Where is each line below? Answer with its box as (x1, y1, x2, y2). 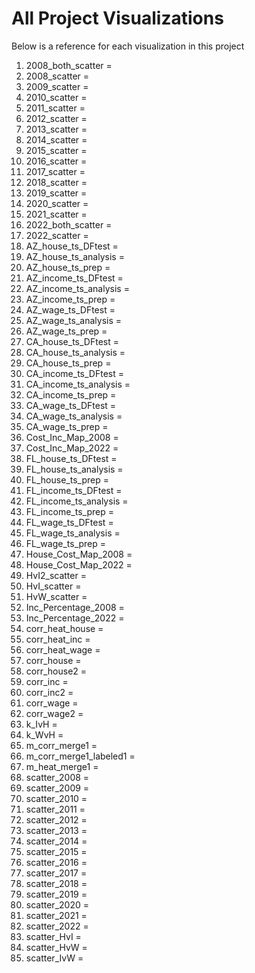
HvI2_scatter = (25, 569, 87, 581)
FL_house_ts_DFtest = (25, 452, 118, 464)
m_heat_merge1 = (25, 760, 99, 772)
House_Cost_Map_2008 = (25, 548, 133, 560)
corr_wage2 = (25, 707, 84, 719)
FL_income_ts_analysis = (25, 495, 129, 507)
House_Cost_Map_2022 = (25, 558, 133, 571)
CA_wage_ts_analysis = (25, 410, 123, 422)
